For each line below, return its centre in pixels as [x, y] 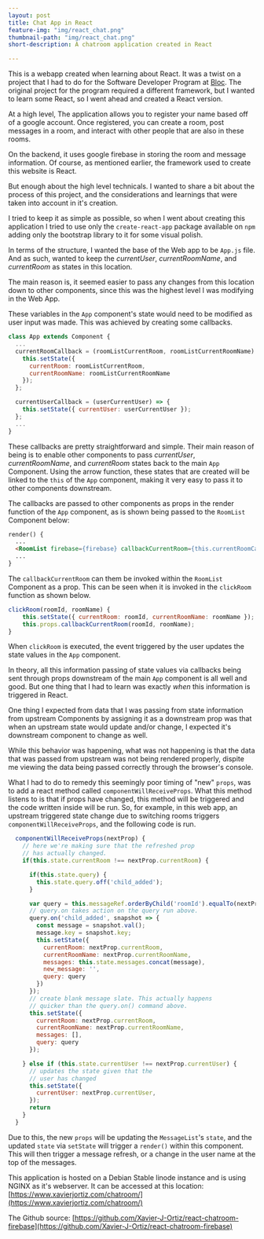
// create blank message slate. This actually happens [121, 999]
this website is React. [42, 171]
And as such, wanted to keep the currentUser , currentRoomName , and [123, 258]
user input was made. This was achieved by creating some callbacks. [121, 322]
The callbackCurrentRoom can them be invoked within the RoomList [115, 578]
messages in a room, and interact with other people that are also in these [126, 131]
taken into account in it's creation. [63, 203]
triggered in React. [38, 695]
